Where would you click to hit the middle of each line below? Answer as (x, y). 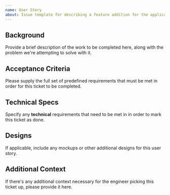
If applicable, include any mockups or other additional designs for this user (83, 148)
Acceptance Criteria (38, 69)
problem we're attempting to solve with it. (49, 53)
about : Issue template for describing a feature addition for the (77, 15)
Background (25, 35)
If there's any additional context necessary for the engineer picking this (80, 181)
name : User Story (24, 10)
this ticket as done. (25, 120)
